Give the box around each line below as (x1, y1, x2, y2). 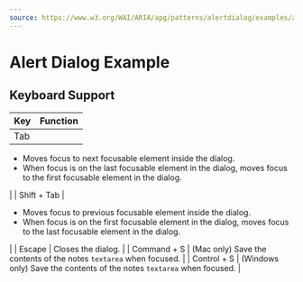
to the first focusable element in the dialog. (22, 172, 182, 183)
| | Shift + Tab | (9, 189, 65, 200)
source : (9, 13, 39, 23)
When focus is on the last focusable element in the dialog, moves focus (22, 162, 289, 173)
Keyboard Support (9, 87, 115, 104)
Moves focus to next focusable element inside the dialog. (22, 152, 235, 163)
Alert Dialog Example (9, 51, 170, 72)
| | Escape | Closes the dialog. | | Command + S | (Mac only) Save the (9, 243, 267, 254)
